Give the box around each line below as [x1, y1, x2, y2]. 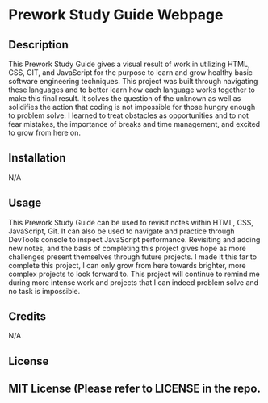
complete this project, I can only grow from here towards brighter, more [8, 260, 246, 270]
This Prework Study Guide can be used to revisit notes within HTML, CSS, [8, 217, 254, 227]
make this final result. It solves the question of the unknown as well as [8, 94, 241, 103]
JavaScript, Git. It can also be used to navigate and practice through [8, 226, 236, 236]
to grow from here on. [8, 128, 82, 137]
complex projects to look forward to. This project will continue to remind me [8, 269, 260, 279]
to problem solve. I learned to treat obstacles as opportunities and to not [8, 111, 249, 120]
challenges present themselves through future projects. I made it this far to [8, 252, 257, 262]
